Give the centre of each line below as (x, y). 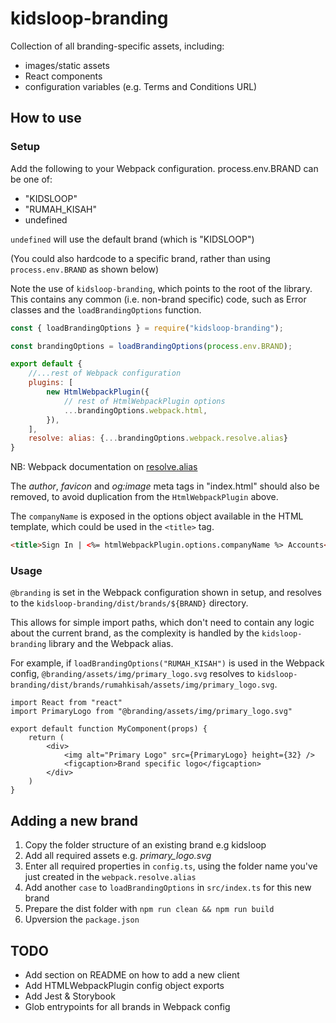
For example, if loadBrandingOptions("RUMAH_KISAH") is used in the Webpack (167, 663)
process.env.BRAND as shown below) (85, 269)
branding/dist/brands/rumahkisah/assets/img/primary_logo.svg (142, 685)
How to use (46, 118)
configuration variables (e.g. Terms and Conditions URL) (141, 86)
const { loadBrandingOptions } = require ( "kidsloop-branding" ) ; (147, 328)
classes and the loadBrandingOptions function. (106, 309)
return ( (46, 738)
